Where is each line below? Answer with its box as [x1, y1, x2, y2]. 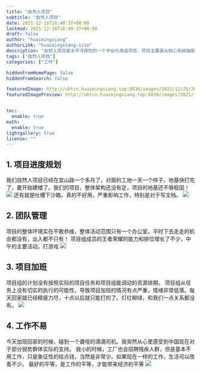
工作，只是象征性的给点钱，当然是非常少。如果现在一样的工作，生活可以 [11, 353, 190, 360]
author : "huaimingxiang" [6, 37, 68, 43]
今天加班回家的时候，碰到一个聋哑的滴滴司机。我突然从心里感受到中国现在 [6, 338, 190, 345]
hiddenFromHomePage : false [6, 70, 74, 76]
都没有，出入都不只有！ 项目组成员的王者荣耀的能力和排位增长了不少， [11, 235, 186, 242]
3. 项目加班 [6, 262, 47, 272]
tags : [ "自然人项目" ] [6, 53, 56, 59]
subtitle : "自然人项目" [6, 14, 61, 20]
